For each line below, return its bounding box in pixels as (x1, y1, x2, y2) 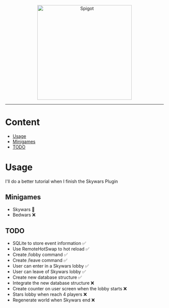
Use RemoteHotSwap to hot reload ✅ (12, 245, 90, 252)
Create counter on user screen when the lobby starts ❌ (12, 285, 127, 291)
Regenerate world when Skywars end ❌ (12, 297, 95, 303)
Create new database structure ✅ (12, 274, 82, 280)
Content (5, 117, 40, 128)
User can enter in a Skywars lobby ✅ (12, 263, 89, 269)
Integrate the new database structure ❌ (12, 280, 95, 286)
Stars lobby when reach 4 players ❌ (12, 291, 87, 297)
